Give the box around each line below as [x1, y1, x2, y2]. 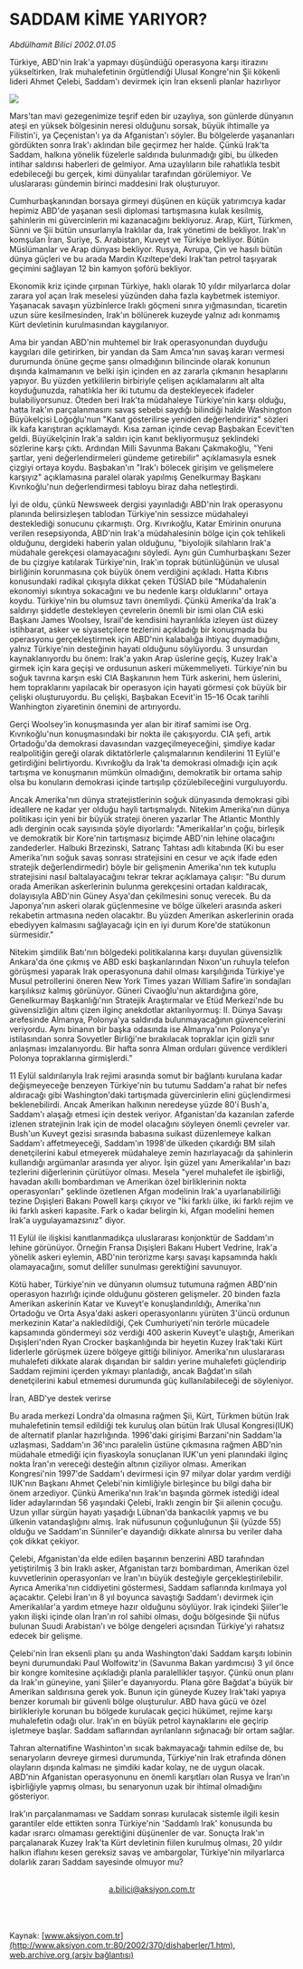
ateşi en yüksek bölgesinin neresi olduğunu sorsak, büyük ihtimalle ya [9, 120, 270, 131]
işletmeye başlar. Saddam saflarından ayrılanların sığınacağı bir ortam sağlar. [9, 1724, 295, 1736]
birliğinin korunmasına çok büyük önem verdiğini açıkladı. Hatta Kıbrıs [9, 566, 269, 577]
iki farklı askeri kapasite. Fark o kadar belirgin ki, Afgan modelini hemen [9, 1204, 275, 1215]
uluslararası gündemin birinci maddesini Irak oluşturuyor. [9, 178, 221, 189]
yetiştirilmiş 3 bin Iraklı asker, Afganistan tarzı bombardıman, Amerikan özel [9, 1563, 289, 1574]
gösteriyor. [9, 1790, 50, 1801]
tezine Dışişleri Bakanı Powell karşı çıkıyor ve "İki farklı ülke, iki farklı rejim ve [9, 1195, 294, 1206]
